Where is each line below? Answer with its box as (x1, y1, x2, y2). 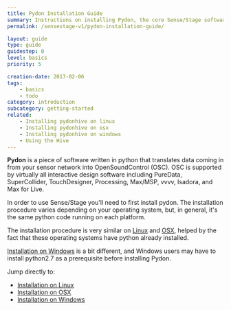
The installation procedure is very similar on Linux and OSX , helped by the (7, 226, 217, 234)
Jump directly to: (7, 267, 55, 276)
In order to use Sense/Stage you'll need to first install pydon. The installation (7, 199, 223, 207)
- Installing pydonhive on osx (19, 124, 109, 131)
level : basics (7, 54, 48, 62)
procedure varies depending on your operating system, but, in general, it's (7, 206, 218, 214)
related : (7, 111, 32, 119)
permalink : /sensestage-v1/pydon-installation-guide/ (7, 23, 165, 30)
